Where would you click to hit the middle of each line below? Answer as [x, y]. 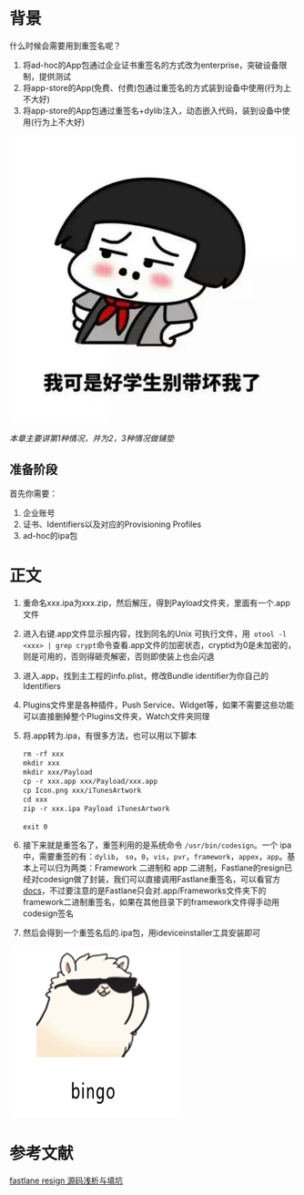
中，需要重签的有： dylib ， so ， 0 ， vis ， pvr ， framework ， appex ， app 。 [155, 856]
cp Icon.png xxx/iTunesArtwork [82, 790]
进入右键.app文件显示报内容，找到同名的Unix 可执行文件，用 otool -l [154, 634]
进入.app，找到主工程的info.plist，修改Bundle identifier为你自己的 [146, 675]
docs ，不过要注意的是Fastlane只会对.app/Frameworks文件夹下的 [144, 891]
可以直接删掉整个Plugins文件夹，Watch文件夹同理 [116, 716]
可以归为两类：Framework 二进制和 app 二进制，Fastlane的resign [162, 868]
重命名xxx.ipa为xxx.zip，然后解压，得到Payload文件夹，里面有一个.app [157, 603]
